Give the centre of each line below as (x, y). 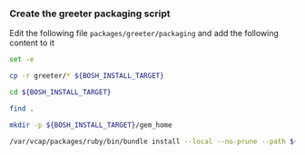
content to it (32, 43)
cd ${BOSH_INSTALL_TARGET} (60, 92)
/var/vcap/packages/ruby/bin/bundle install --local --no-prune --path (148, 141)
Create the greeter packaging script (90, 14)
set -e (22, 60)
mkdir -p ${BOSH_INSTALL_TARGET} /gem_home (91, 125)
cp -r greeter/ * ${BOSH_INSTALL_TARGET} (87, 76)
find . (22, 108)
